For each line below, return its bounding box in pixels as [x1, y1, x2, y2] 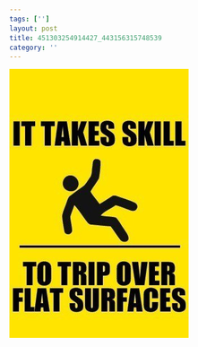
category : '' [9, 43, 58, 52]
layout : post [9, 23, 58, 33]
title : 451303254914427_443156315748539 [9, 33, 163, 42]
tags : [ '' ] [9, 14, 50, 23]
